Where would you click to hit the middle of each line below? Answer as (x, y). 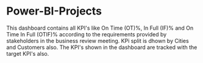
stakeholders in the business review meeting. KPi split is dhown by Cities (98, 41)
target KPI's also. (28, 53)
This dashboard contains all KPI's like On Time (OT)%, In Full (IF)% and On (100, 28)
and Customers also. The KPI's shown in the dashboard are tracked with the (102, 47)
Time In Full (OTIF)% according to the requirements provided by (87, 34)
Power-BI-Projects (54, 11)
